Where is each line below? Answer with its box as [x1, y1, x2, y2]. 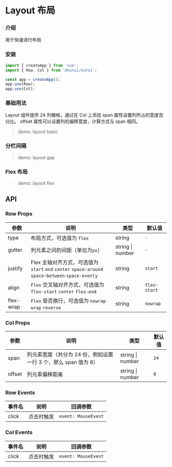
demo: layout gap [17, 154, 55, 160]
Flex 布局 [5, 168, 28, 175]
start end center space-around [30, 266, 103, 272]
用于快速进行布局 [5, 37, 41, 43]
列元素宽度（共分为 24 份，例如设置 [27, 351, 114, 358]
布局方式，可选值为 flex [30, 234, 89, 241]
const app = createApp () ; [5, 77, 60, 82]
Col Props [5, 319, 30, 326]
